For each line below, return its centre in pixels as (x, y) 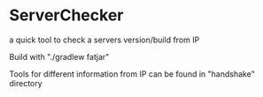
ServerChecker (66, 15)
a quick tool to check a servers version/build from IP (104, 40)
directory (26, 83)
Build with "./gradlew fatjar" (59, 56)
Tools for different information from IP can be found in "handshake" (132, 74)
